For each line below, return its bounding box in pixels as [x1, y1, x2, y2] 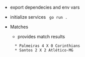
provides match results [17, 34, 65, 39]
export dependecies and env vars [10, 5, 80, 10]
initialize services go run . [10, 14, 68, 20]
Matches [10, 24, 29, 30]
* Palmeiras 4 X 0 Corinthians [15, 43, 80, 48]
